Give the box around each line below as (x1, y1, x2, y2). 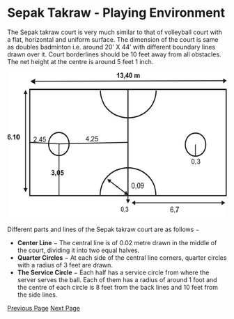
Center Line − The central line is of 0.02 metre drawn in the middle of (17, 238, 217, 247)
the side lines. (17, 290, 58, 299)
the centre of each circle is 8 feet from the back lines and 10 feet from (17, 283, 218, 291)
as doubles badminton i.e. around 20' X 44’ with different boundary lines (7, 42, 216, 51)
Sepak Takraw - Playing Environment (7, 5, 225, 21)
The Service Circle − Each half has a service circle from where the (17, 268, 210, 277)
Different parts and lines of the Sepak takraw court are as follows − (7, 225, 200, 233)
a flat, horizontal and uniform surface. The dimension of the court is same (7, 35, 219, 43)
